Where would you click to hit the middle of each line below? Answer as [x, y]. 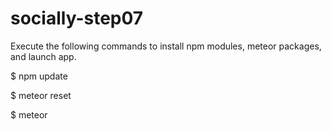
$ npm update [39, 76]
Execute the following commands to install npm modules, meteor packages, [166, 46]
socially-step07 [77, 18]
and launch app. [43, 56]
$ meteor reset [41, 95]
